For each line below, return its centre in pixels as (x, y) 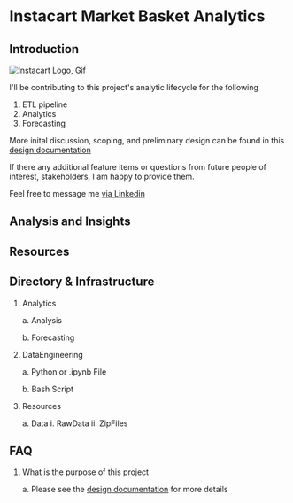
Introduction (44, 49)
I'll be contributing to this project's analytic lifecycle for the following (134, 87)
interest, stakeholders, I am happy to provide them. (102, 176)
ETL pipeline (45, 104)
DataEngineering (53, 354)
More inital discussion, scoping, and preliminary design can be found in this (147, 140)
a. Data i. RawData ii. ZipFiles (75, 423)
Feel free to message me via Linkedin (77, 193)
